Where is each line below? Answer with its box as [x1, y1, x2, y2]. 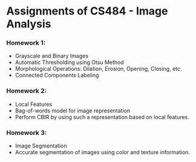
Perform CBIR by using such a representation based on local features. [15, 113, 189, 120]
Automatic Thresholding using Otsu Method [15, 59, 124, 66]
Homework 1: [6, 39, 46, 47]
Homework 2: [6, 86, 47, 95]
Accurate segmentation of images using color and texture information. [15, 149, 191, 156]
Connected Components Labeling [15, 71, 99, 79]
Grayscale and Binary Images [15, 53, 89, 60]
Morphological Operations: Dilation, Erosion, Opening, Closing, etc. [15, 65, 183, 73]
